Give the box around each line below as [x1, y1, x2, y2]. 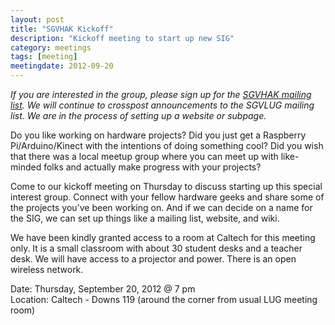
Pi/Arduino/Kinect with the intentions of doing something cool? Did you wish [10, 140, 324, 151]
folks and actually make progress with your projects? [43, 161, 262, 173]
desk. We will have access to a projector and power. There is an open [10, 253, 297, 265]
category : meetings [10, 42, 92, 53]
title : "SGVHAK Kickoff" [10, 24, 114, 34]
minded [10, 161, 42, 173]
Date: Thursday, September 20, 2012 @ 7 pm [10, 283, 196, 295]
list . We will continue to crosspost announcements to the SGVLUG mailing [10, 99, 315, 111]
